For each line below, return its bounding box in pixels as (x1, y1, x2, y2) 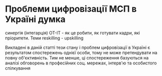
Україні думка (5, 14, 66, 25)
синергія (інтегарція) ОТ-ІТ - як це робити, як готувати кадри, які (5, 30, 140, 36)
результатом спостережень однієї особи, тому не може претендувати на (5, 50, 158, 56)
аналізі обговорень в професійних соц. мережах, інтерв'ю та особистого (5, 60, 157, 66)
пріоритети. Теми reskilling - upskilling (5, 35, 84, 41)
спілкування (5, 65, 31, 71)
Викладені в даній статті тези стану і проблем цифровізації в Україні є (5, 44, 150, 50)
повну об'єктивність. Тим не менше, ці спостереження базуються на (5, 55, 149, 60)
